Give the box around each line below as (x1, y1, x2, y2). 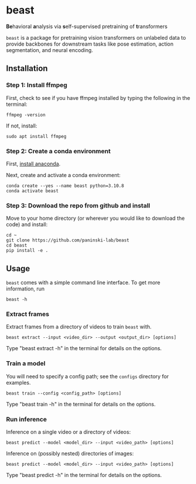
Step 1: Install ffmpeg (6, 81, 67, 89)
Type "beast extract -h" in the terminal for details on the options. (6, 345, 162, 352)
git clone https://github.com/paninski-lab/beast (6, 237, 130, 243)
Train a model (6, 359, 46, 368)
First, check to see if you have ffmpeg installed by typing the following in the (6, 94, 190, 101)
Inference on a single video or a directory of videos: (6, 428, 131, 435)
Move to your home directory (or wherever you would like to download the (6, 215, 185, 222)
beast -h (6, 296, 27, 303)
